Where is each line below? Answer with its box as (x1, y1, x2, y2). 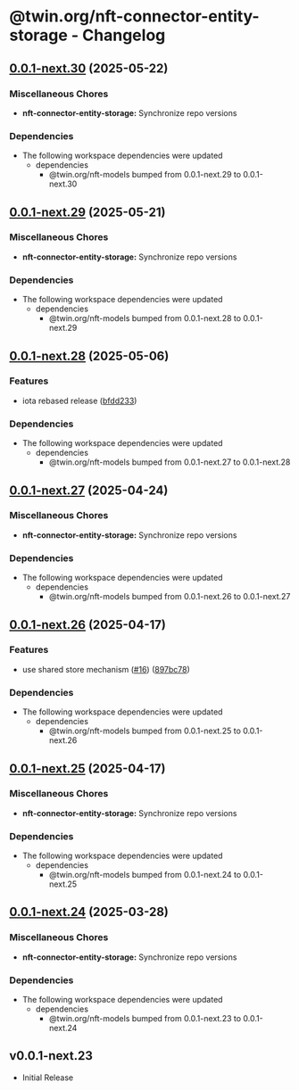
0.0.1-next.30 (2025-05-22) (9, 61, 169, 76)
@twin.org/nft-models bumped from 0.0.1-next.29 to (48, 169, 242, 180)
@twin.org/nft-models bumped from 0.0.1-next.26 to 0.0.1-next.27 (48, 591, 291, 602)
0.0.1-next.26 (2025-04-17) (9, 617, 167, 632)
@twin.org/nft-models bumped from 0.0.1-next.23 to (48, 1013, 242, 1024)
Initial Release (21, 1072, 74, 1083)
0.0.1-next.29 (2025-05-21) (9, 204, 166, 219)
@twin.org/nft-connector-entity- (9, 6, 261, 27)
